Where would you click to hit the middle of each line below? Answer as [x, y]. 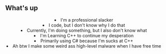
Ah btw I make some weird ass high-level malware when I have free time [87, 46]
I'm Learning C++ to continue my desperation [87, 35]
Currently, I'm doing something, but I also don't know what [87, 30]
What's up [22, 8]
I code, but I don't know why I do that [87, 25]
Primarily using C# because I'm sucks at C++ [87, 41]
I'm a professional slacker [87, 20]
